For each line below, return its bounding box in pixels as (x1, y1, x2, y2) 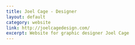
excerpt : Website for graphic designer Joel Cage (6, 30, 130, 36)
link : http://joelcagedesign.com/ (6, 25, 91, 31)
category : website (6, 19, 51, 25)
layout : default (6, 14, 46, 20)
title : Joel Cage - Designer (6, 8, 77, 15)
